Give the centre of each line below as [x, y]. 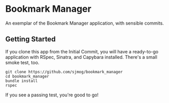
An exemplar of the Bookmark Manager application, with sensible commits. [85, 23]
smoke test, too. [22, 63]
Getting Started [31, 39]
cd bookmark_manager [27, 76]
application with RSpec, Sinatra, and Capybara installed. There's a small [81, 57]
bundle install [22, 81]
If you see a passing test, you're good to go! [52, 95]
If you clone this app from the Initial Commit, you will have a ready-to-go [82, 51]
